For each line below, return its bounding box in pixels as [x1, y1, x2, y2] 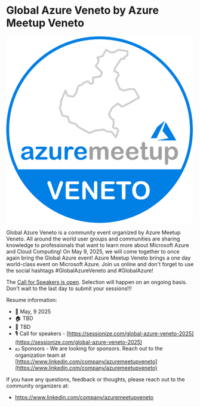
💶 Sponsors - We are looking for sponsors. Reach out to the [14, 344, 163, 352]
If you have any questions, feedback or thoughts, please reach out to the [6, 375, 185, 383]
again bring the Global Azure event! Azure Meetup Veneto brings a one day [6, 254, 191, 261]
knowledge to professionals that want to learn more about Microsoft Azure [6, 241, 189, 248]
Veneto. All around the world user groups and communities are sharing [6, 235, 180, 242]
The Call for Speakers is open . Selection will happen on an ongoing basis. [6, 278, 187, 285]
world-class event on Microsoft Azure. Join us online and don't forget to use [6, 260, 194, 267]
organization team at [14, 351, 66, 359]
